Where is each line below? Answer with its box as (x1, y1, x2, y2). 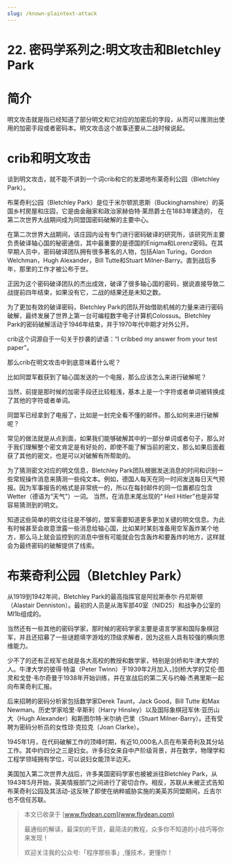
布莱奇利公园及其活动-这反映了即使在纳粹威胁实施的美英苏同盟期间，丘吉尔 (7, 786, 222, 795)
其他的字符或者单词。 (12, 396, 74, 405)
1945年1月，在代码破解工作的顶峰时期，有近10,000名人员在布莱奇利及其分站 (7, 737, 224, 745)
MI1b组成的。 (7, 609, 45, 618)
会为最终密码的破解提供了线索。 (7, 541, 98, 550)
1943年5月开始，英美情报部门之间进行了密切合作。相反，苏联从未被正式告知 (7, 778, 224, 786)
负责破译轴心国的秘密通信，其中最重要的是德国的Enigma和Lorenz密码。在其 (7, 239, 224, 247)
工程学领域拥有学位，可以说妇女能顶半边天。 (7, 754, 135, 763)
